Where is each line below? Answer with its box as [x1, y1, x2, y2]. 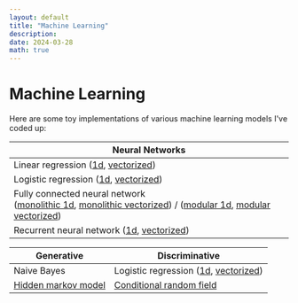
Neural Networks [112, 144, 186, 156]
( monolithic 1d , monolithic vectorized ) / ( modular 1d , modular [13, 198, 271, 211]
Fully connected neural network [13, 188, 146, 200]
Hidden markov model [13, 279, 106, 291]
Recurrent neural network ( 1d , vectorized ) [13, 224, 190, 237]
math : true [9, 46, 50, 55]
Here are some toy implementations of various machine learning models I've [9, 113, 288, 124]
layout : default [9, 12, 69, 22]
